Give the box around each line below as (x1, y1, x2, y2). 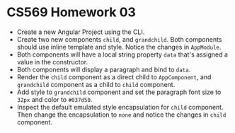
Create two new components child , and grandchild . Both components (16, 35, 222, 43)
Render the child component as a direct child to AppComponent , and (16, 72, 212, 81)
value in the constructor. (16, 57, 88, 66)
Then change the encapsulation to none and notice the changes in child (16, 110, 227, 119)
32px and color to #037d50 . (16, 95, 93, 103)
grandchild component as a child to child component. (16, 80, 176, 88)
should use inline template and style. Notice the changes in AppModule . (16, 42, 222, 51)
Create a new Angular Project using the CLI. (16, 28, 145, 36)
